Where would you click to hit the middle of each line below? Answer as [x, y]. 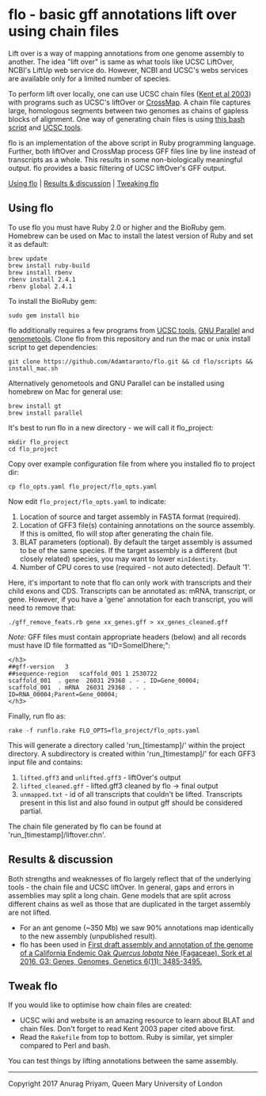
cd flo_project [33, 449]
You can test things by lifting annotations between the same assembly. [123, 1061]
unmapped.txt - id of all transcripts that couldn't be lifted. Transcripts [131, 794]
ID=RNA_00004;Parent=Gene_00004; [63, 694]
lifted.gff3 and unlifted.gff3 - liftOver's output [100, 777]
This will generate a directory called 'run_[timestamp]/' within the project [127, 745]
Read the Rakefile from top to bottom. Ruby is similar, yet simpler [126, 1037]
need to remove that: [42, 608]
